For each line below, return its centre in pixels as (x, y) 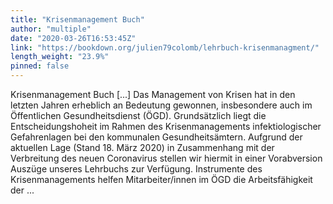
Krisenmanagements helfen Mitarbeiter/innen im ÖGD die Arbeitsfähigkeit (161, 179)
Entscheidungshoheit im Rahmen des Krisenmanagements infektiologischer (166, 126)
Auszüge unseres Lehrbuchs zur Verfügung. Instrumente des (136, 169)
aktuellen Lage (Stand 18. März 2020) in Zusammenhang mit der (142, 147)
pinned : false (40, 66)
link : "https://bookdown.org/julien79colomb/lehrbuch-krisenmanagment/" (165, 47)
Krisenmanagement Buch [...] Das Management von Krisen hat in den (153, 94)
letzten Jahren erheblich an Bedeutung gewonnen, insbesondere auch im (161, 105)
